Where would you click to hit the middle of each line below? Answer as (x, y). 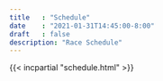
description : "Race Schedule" (66, 42)
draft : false (40, 34)
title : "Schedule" (50, 17)
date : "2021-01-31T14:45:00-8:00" (82, 26)
